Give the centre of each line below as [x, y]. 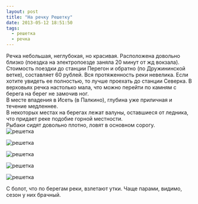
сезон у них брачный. [33, 195]
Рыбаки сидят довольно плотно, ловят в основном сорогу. [81, 125]
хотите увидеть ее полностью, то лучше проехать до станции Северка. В [99, 81]
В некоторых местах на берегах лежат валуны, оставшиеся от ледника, [97, 112]
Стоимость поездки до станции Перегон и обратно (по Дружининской [96, 68]
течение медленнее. [32, 106]
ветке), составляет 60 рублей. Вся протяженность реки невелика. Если [97, 75]
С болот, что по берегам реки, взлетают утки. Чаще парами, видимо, [94, 189]
